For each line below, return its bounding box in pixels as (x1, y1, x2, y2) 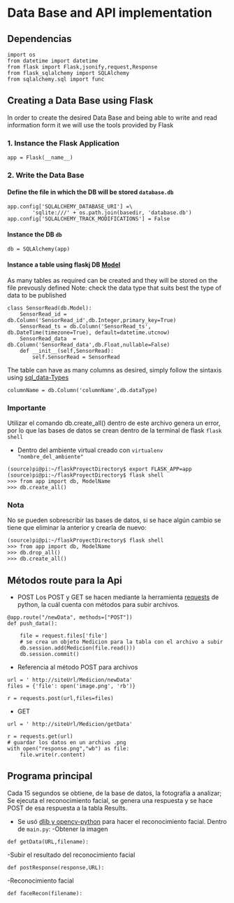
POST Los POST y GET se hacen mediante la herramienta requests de (17, 593, 219, 601)
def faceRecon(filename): (7, 890, 82, 897)
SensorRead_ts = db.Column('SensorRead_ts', (20, 323, 152, 330)
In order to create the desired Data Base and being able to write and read (7, 113, 218, 122)
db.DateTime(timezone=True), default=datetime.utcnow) (7, 329, 170, 336)
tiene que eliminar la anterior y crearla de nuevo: (7, 524, 147, 532)
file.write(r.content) (20, 751, 86, 759)
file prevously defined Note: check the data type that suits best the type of (7, 283, 222, 292)
